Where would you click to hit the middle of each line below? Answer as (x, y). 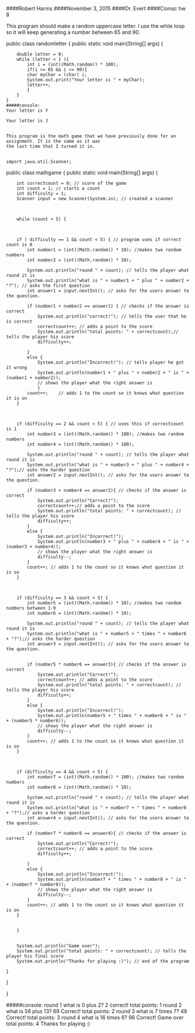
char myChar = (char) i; (57, 75)
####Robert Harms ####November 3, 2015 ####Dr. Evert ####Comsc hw (96, 8)
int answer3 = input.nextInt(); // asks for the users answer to (108, 644)
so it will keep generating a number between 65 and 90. (73, 32)
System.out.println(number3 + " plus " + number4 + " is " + (113, 542)
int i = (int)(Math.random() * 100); (73, 64)
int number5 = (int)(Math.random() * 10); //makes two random (104, 603)
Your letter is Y (27, 111)
